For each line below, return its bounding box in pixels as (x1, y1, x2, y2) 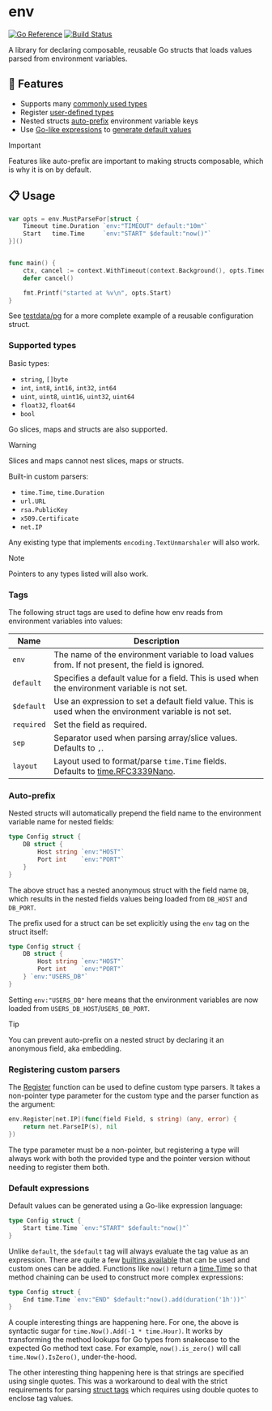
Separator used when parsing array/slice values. (53, 733, 237, 744)
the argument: (8, 1099, 56, 1109)
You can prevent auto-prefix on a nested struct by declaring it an (8, 1035, 224, 1044)
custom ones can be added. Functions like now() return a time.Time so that (8, 1263, 257, 1273)
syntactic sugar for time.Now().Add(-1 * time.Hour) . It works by (8, 1326, 223, 1336)
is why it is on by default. (8, 165, 91, 174)
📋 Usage (8, 189, 56, 203)
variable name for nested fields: (8, 817, 115, 827)
